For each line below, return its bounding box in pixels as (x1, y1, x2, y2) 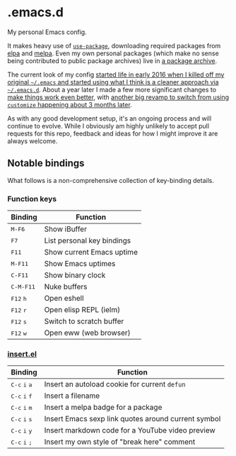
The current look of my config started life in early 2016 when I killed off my (7, 70, 225, 79)
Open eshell (44, 294, 84, 304)
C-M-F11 (11, 283, 35, 291)
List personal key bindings (44, 235, 131, 245)
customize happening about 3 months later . (7, 100, 132, 109)
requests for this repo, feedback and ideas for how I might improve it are (7, 129, 218, 138)
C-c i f (11, 393, 33, 401)
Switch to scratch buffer (44, 316, 124, 326)
